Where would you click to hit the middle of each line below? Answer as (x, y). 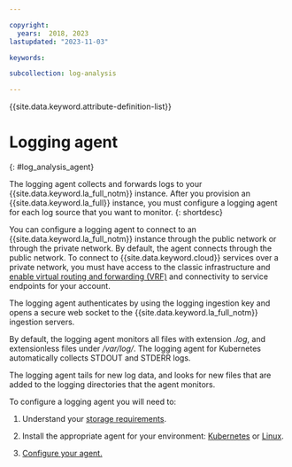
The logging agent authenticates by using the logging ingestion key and (140, 303)
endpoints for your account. (60, 286)
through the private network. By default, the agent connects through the (141, 248)
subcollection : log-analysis (63, 74)
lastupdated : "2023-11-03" (59, 42)
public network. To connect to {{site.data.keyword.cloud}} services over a (144, 258)
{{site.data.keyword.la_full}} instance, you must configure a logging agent (143, 203)
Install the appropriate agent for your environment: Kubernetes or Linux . (153, 436)
